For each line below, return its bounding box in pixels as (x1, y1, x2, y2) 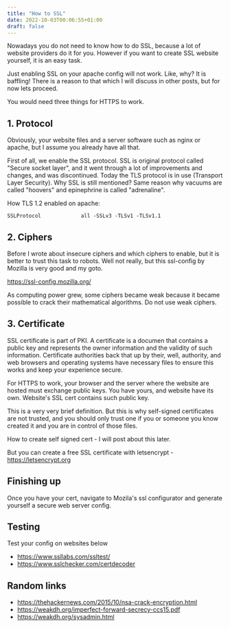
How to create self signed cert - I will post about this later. (7, 435, 171, 443)
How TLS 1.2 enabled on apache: (7, 199, 101, 207)
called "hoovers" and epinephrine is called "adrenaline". (7, 186, 165, 194)
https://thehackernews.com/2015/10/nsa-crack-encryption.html (16, 598, 198, 607)
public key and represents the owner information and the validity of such (7, 344, 213, 352)
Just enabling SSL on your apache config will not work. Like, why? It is (7, 70, 207, 78)
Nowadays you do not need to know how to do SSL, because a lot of (7, 42, 201, 50)
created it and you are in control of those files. (7, 421, 138, 430)
